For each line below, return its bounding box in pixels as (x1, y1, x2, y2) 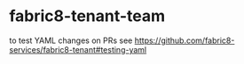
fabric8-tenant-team (9, 6, 166, 26)
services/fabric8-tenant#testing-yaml (9, 44, 147, 54)
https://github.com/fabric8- (134, 35, 235, 46)
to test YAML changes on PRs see (9, 35, 133, 46)
